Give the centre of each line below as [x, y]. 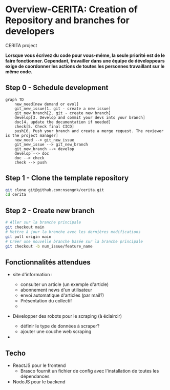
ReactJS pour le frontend [39, 365]
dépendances [35, 376]
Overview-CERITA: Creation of [72, 9]
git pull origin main [28, 237]
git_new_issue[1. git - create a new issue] [63, 109]
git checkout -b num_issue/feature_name [49, 246]
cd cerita [16, 195]
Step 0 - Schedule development [57, 88]
